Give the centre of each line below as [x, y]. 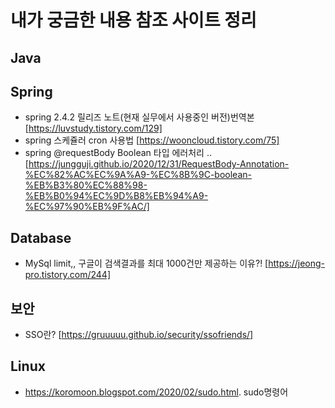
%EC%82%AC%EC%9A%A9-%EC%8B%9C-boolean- [138, 175]
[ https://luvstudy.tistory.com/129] [93, 128]
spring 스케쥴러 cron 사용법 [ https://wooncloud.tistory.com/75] [152, 140]
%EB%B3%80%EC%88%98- [86, 185]
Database [41, 237]
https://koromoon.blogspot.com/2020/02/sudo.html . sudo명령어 [156, 392]
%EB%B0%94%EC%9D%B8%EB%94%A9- [116, 196]
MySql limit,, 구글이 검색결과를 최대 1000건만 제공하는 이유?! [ [146, 263]
